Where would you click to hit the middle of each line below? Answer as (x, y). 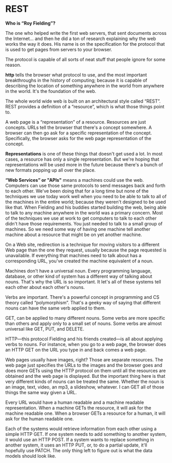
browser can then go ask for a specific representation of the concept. (79, 133)
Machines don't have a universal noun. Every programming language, (79, 271)
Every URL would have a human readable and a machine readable (75, 402)
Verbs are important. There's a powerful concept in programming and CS (82, 297)
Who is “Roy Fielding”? (30, 23)
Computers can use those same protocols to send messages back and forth (85, 185)
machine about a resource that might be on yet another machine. (74, 235)
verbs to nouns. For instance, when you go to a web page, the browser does (86, 344)
